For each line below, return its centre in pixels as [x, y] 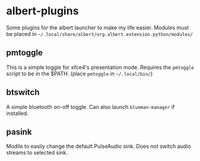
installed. [17, 113]
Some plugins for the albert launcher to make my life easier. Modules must [98, 28]
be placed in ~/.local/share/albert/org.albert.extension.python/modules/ [99, 34]
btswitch [23, 92]
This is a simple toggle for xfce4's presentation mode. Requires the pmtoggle [100, 67]
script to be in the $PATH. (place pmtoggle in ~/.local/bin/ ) [80, 74]
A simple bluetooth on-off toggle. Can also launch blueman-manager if [90, 107]
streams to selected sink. [37, 153]
